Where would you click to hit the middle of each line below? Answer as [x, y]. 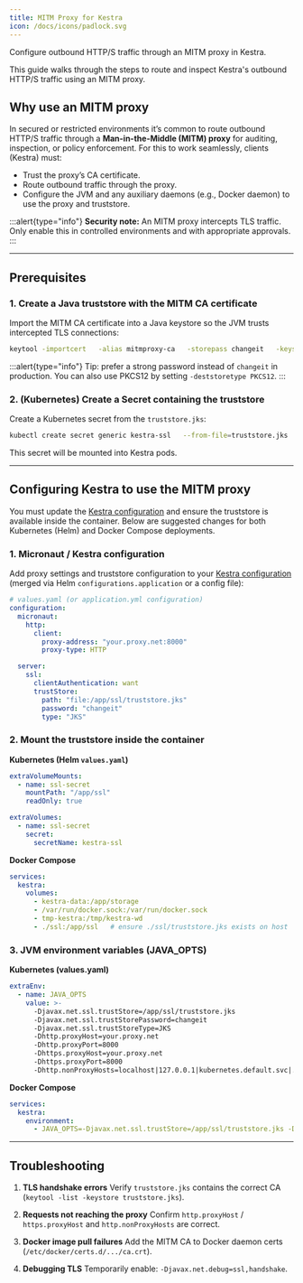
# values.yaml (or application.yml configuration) [106, 600]
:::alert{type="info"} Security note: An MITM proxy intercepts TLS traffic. [145, 221]
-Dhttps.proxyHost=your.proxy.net [98, 1054]
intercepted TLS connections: [64, 332]
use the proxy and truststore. [76, 204]
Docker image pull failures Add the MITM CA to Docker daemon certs [152, 1241]
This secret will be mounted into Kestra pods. [93, 453]
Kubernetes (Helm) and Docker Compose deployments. [112, 530]
